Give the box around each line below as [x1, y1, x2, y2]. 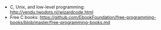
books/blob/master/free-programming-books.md [9, 19, 110, 25]
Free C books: [9, 15, 39, 20]
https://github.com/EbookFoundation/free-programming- [39, 15, 156, 20]
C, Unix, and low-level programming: [9, 4, 85, 10]
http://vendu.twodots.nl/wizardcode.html [9, 9, 94, 15]
